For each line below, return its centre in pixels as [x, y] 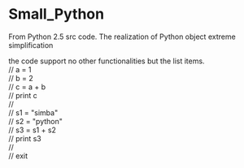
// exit [18, 156]
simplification [31, 45]
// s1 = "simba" [33, 112]
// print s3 [25, 138]
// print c [23, 95]
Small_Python [56, 14]
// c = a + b [27, 87]
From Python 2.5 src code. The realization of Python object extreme [122, 37]
